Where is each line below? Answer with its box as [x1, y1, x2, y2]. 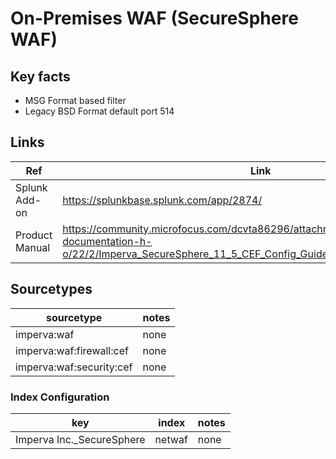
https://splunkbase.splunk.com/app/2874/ [62, 193, 263, 207]
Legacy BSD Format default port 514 [24, 105, 175, 117]
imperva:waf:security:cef [15, 360, 133, 374]
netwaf [154, 432, 188, 446]
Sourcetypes [10, 281, 93, 298]
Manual [15, 240, 51, 254]
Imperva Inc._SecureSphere [15, 432, 146, 446]
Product [15, 228, 53, 242]
